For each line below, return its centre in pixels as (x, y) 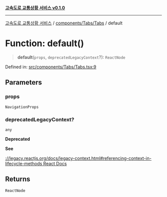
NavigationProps (22, 107)
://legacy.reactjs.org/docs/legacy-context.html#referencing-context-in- (78, 158)
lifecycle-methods (24, 163)
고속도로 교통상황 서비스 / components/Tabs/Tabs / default (64, 23)
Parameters (24, 82)
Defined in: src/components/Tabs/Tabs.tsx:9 (51, 67)
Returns (18, 179)
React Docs (55, 163)
